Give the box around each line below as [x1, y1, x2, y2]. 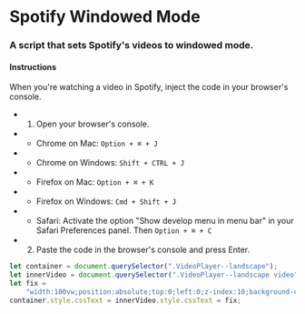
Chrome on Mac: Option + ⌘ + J [35, 138, 159, 149]
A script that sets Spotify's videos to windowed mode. [9, 39, 254, 52]
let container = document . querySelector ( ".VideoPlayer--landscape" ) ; [9, 262, 279, 271]
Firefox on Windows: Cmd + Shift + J [35, 196, 177, 207]
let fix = [9, 279, 47, 289]
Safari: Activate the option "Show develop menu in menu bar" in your [35, 216, 295, 227]
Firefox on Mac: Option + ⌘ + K [35, 177, 154, 187]
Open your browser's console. [35, 118, 150, 129]
